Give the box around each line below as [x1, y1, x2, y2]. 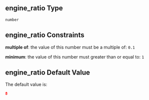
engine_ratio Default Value [5, 68, 90, 77]
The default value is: [5, 81, 48, 87]
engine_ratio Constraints [5, 31, 84, 39]
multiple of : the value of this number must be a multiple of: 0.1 [5, 44, 135, 50]
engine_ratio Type [5, 4, 63, 12]
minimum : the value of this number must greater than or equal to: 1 [5, 53, 144, 59]
